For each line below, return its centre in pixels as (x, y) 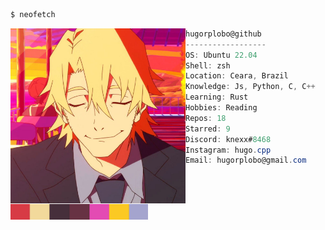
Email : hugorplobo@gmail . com (246, 160)
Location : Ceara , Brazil (237, 76)
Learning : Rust (217, 97)
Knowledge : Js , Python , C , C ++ (250, 87)
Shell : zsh (208, 65)
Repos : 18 (206, 118)
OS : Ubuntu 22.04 (221, 55)
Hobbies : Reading (221, 108)
